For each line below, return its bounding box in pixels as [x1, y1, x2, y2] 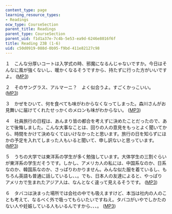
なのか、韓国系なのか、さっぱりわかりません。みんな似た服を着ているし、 [5, 166, 163, 172]
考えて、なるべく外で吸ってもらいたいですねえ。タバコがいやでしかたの [14, 196, 166, 203]
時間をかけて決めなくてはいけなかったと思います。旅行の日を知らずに [14, 130, 162, 137]
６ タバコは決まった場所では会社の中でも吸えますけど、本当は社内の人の [5, 190, 163, 196]
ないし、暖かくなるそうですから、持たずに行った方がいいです [36, 67, 167, 73]
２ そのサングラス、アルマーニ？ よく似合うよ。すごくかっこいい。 [5, 84, 154, 90]
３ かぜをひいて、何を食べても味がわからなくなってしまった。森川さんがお [5, 101, 166, 107]
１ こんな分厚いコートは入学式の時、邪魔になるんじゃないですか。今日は [5, 60, 163, 67]
